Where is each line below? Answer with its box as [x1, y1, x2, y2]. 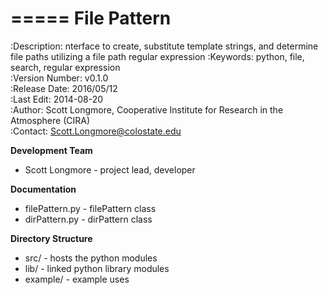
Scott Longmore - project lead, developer [24, 163, 196, 176]
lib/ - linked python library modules [24, 262, 170, 274]
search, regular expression [10, 61, 121, 73]
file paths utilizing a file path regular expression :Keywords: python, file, [10, 50, 305, 62]
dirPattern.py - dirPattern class [24, 213, 153, 225]
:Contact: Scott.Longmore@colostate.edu [10, 125, 182, 137]
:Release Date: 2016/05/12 [10, 82, 118, 94]
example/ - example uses [24, 273, 130, 285]
